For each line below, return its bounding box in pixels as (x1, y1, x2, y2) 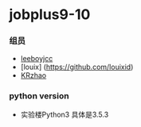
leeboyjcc (20, 54, 53, 63)
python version (9, 90, 70, 102)
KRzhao (20, 71, 47, 80)
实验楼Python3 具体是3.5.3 (20, 110, 109, 119)
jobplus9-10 (9, 6, 91, 24)
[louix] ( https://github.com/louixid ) (20, 62, 134, 72)
